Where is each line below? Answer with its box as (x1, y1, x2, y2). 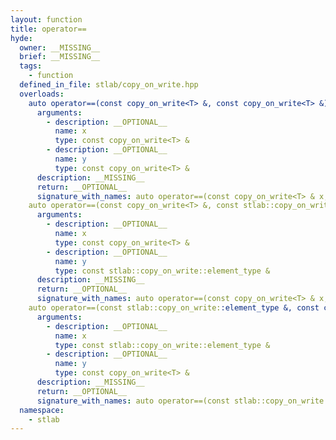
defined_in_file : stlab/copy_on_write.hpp (19, 80, 199, 90)
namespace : (19, 405, 65, 415)
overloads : (19, 89, 65, 99)
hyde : (10, 33, 33, 43)
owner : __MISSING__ (19, 42, 101, 53)
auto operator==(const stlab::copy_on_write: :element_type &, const (28, 303, 320, 313)
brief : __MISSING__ (19, 52, 101, 62)
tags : (19, 61, 43, 71)
